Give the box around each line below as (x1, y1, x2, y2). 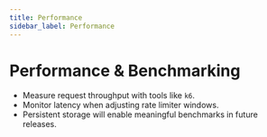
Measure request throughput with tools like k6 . (22, 90, 196, 101)
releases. (22, 119, 57, 130)
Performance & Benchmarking (9, 60, 241, 81)
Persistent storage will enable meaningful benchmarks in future (22, 109, 259, 120)
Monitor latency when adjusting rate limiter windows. (22, 100, 219, 111)
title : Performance (9, 13, 83, 23)
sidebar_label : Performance (9, 22, 115, 31)
